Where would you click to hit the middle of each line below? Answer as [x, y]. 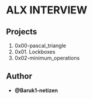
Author [19, 76]
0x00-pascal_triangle [40, 45]
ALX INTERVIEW [47, 10]
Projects [22, 32]
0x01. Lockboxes [35, 52]
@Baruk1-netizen [36, 90]
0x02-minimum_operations [47, 58]
